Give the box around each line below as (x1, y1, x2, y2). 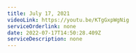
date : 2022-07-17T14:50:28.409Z (7, 29, 101, 36)
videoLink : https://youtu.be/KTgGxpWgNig (7, 17, 130, 23)
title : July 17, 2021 (7, 10, 70, 17)
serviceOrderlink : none (7, 23, 77, 30)
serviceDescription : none (7, 36, 82, 43)
